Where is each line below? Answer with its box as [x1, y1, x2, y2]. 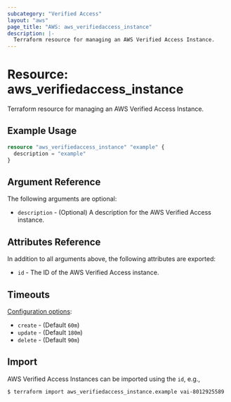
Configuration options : [7, 307, 72, 316]
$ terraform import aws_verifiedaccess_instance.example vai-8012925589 [7, 388, 225, 395]
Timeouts [7, 288, 51, 300]
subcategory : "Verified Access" [7, 10, 102, 18]
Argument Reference [7, 176, 101, 188]
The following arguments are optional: [7, 194, 117, 203]
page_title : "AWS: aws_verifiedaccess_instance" [7, 23, 152, 30]
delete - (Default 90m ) [17, 335, 80, 344]
